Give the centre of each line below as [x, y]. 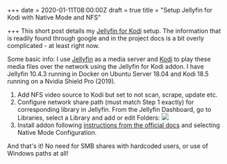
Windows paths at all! [38, 153]
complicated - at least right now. [53, 46]
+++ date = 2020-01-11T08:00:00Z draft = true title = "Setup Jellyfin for [110, 10]
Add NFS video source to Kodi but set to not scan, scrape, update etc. [117, 95]
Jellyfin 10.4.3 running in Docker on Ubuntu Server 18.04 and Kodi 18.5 [108, 74]
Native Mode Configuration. [57, 132]
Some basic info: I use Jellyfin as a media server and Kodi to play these [109, 59]
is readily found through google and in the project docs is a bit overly [106, 38]
